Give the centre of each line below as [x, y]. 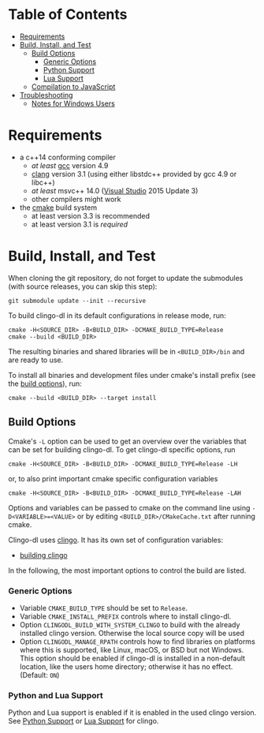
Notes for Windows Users [73, 103]
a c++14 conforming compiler [68, 157]
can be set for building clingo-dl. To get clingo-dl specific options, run [122, 449]
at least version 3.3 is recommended [90, 215]
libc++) [43, 182]
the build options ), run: [45, 383]
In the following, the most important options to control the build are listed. [127, 570]
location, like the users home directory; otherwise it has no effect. [126, 666]
